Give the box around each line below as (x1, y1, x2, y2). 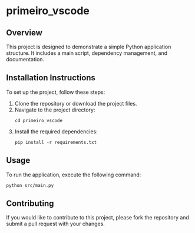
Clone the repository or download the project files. (14, 100, 137, 107)
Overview (6, 28, 43, 38)
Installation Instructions (6, 73, 96, 83)
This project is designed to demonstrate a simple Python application (6, 43, 171, 50)
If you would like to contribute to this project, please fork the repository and (6, 214, 190, 221)
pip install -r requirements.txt (14, 139, 97, 145)
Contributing (6, 199, 54, 209)
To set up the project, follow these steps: (6, 88, 105, 96)
